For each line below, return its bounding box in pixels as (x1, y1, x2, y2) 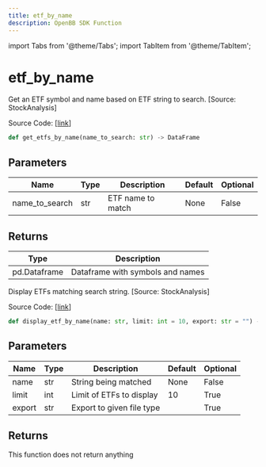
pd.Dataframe (12, 266, 63, 278)
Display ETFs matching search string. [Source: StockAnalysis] (8, 286, 210, 296)
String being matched (70, 376, 152, 387)
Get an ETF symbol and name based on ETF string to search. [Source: (8, 94, 236, 104)
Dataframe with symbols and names (70, 266, 205, 278)
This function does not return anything (8, 450, 134, 460)
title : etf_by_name (8, 11, 73, 20)
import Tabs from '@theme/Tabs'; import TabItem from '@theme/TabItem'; (8, 40, 252, 50)
